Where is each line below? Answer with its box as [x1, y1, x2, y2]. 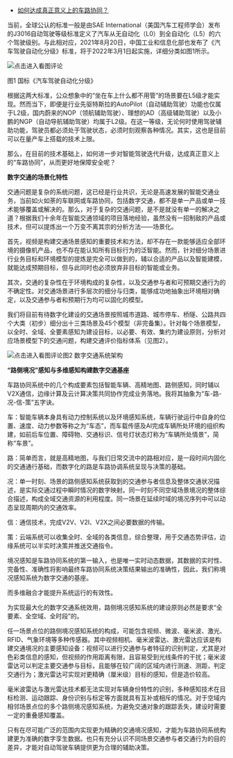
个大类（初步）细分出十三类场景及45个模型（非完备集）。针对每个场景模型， [7, 319, 225, 327]
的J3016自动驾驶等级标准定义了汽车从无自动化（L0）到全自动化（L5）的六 [7, 30, 221, 38]
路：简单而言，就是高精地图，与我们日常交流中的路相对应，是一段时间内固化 [7, 454, 226, 462]
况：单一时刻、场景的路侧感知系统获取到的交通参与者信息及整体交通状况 [7, 477, 214, 485]
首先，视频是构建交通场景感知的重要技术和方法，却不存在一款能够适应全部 [7, 237, 220, 245]
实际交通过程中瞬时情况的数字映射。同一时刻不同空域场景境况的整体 [25, 486, 220, 494]
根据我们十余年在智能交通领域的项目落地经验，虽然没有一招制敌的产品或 [19, 214, 226, 222]
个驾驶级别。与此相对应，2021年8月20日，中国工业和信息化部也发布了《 [7, 38, 215, 47]
